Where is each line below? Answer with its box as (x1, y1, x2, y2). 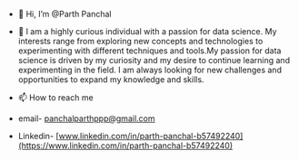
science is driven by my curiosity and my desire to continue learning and (17, 55, 291, 65)
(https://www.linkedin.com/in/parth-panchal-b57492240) (17, 140, 234, 151)
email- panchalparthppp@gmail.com (17, 113, 155, 124)
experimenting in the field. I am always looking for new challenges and (17, 64, 282, 75)
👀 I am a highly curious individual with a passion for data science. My (17, 26, 277, 36)
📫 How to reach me (17, 92, 94, 103)
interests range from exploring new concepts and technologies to (17, 36, 264, 46)
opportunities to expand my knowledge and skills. (17, 74, 204, 85)
